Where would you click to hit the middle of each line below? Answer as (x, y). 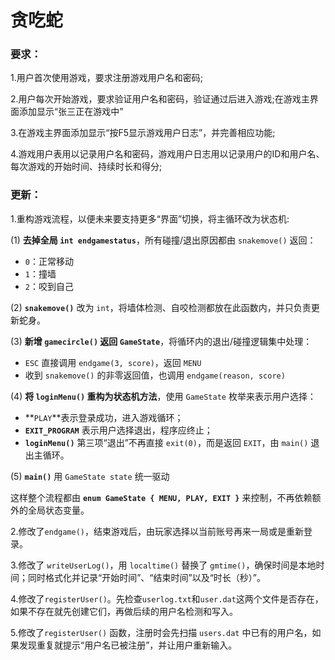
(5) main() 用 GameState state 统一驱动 (90, 476)
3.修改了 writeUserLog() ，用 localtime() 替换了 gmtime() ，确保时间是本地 (163, 565)
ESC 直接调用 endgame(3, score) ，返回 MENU (113, 362)
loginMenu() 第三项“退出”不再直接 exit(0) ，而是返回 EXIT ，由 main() (166, 442)
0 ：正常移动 (49, 261)
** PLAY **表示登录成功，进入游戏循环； (104, 417)
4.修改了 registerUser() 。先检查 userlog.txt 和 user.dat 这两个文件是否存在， (167, 598)
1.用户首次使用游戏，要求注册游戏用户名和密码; (106, 78)
